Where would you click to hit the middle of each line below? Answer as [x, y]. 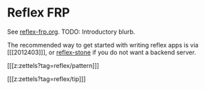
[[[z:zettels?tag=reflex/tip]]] [46, 79]
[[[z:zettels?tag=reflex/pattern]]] [53, 65]
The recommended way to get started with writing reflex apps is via [103, 45]
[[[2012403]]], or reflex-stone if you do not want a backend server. [101, 52]
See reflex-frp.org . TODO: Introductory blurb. [71, 32]
